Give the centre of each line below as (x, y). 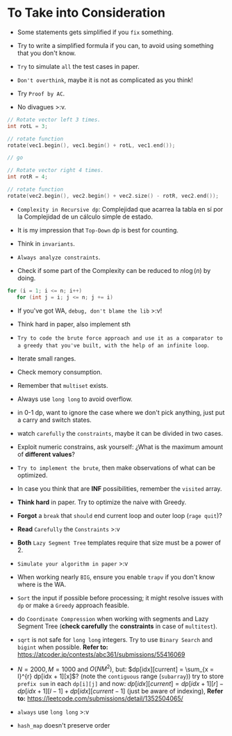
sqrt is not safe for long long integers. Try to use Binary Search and (115, 639)
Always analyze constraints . (59, 257)
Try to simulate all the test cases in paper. (78, 66)
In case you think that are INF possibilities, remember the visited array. (119, 488)
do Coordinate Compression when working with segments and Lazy (113, 618)
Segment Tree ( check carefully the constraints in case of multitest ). (117, 626)
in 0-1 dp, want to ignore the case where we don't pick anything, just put (121, 412)
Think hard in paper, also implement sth (74, 324)
